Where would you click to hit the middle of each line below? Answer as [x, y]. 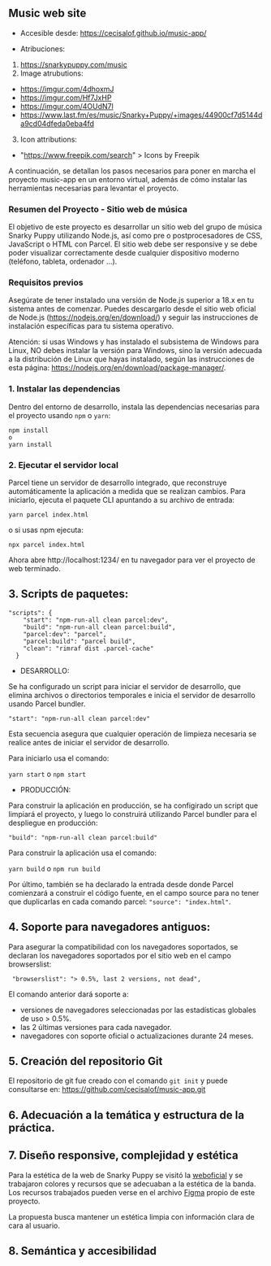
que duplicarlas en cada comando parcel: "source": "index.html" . [120, 901]
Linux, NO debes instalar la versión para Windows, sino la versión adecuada [135, 351]
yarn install [30, 444]
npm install [28, 430]
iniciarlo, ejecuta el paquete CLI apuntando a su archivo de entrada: [122, 500]
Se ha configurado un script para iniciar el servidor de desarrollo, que [125, 686]
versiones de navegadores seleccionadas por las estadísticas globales [138, 1010]
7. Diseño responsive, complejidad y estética [123, 1156]
